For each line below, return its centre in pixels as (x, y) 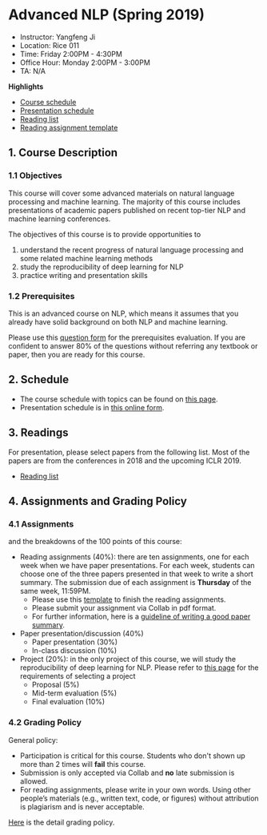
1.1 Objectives (35, 175)
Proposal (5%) (56, 685)
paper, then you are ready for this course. (77, 354)
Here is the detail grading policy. (62, 822)
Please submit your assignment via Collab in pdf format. (124, 608)
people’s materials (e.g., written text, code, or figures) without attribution (139, 798)
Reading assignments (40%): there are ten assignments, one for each (134, 557)
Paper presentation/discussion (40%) (82, 634)
